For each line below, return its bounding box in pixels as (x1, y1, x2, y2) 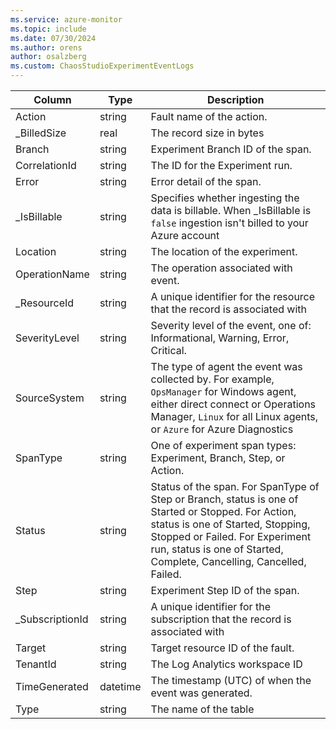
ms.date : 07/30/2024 (10, 33, 97, 43)
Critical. (150, 344, 187, 357)
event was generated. (150, 686, 253, 700)
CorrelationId (15, 159, 77, 172)
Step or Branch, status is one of (150, 492, 299, 506)
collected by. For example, (150, 372, 275, 386)
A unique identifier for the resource (150, 290, 316, 303)
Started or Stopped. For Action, (150, 505, 297, 518)
